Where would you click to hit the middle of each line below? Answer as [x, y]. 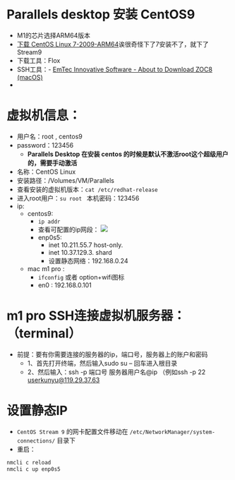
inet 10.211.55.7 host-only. [86, 245]
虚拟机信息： [44, 115]
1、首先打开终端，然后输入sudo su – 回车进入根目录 [102, 363]
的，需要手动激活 [52, 162]
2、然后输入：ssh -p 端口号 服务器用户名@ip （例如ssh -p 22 [116, 372]
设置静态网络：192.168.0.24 [88, 260]
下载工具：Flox [38, 60]
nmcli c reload [29, 462]
